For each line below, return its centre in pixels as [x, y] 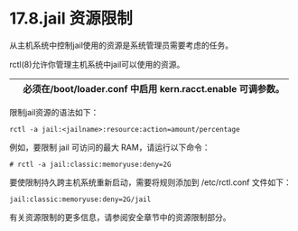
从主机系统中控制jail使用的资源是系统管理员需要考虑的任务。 [121, 45]
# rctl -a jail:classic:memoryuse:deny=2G [90, 164]
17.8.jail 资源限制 [71, 18]
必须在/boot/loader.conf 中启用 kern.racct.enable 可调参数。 [154, 88]
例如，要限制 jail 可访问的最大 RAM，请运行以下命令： [110, 147]
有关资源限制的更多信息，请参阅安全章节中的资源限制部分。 [120, 217]
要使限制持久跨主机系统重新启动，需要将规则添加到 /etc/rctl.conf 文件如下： [150, 182]
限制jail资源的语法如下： [54, 112]
